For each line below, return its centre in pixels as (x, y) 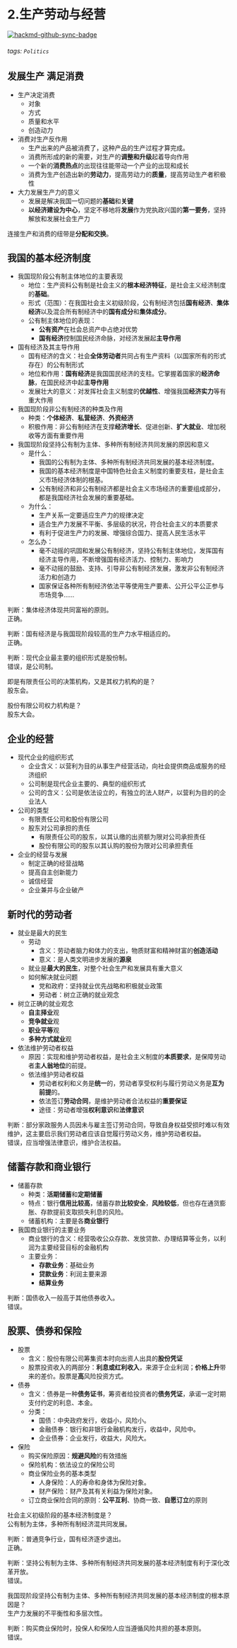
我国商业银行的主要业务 (51, 1230)
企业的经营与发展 (42, 854)
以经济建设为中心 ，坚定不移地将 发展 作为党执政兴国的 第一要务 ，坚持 (127, 210)
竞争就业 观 (44, 1021)
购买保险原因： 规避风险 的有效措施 (78, 1455)
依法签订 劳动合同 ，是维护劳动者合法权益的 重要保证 (113, 1101)
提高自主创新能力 (53, 872)
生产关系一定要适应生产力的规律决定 (91, 515)
